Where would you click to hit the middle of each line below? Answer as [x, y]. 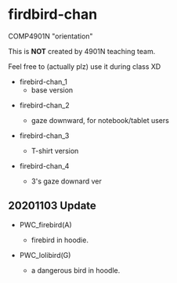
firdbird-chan [53, 15]
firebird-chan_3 [44, 136]
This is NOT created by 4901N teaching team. [82, 51]
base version [52, 90]
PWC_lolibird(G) [45, 255]
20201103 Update [52, 206]
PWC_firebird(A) [45, 224]
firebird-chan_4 [44, 165]
